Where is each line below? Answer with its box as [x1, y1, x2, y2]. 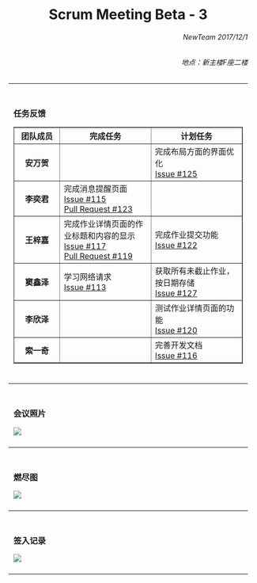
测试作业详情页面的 [154, 303, 227, 314]
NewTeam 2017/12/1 [183, 32, 248, 41]
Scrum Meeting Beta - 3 [48, 6, 208, 24]
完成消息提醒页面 [63, 184, 128, 195]
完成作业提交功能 [154, 230, 219, 241]
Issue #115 [63, 194, 107, 205]
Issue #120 [154, 325, 198, 336]
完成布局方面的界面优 [154, 147, 235, 158]
